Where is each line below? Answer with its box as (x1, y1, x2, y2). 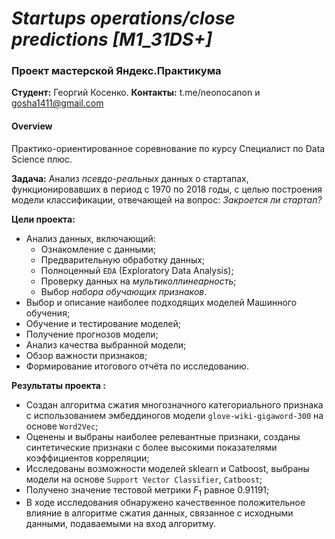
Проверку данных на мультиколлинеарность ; (40, 275, 237, 287)
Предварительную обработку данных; (40, 253, 206, 266)
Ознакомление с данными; (40, 243, 157, 255)
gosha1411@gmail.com (11, 97, 104, 109)
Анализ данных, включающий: (25, 232, 156, 244)
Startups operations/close (11, 7, 236, 30)
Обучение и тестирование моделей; (25, 317, 182, 329)
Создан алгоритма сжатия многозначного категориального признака (25, 398, 324, 411)
